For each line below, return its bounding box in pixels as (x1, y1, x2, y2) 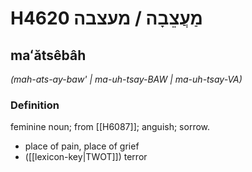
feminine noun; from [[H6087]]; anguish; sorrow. (10, 121, 211, 133)
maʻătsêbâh (10, 47, 87, 64)
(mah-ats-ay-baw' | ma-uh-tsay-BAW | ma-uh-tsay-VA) (10, 73, 243, 85)
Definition (10, 98, 60, 112)
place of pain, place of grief (24, 140, 140, 152)
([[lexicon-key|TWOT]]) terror (24, 151, 148, 163)
